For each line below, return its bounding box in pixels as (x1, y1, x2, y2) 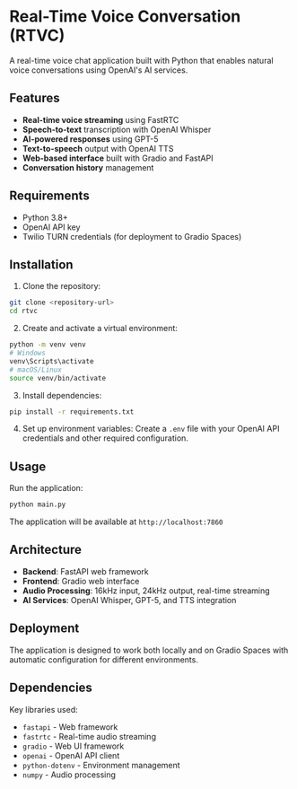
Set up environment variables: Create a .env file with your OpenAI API (22, 424, 280, 434)
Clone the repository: (22, 281, 101, 292)
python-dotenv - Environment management (22, 759, 181, 770)
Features (9, 91, 60, 106)
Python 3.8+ (22, 212, 69, 223)
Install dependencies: (22, 390, 102, 400)
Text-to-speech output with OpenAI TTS (22, 143, 174, 153)
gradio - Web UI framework (22, 741, 125, 751)
